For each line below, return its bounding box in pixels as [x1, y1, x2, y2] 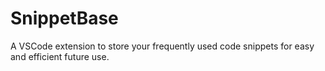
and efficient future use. [10, 50, 110, 62]
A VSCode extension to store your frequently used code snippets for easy [10, 40, 315, 52]
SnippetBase [10, 7, 119, 30]
